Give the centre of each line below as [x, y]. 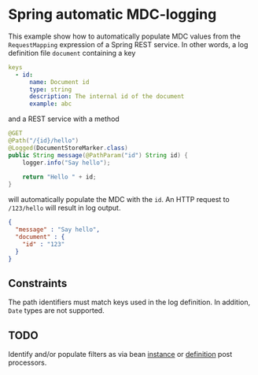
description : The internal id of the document [107, 97]
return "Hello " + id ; [59, 177]
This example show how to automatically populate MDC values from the [125, 36]
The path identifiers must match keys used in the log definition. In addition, [129, 302]
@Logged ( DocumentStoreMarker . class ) [68, 148]
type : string [50, 89]
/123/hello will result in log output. [64, 208]
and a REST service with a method [64, 119]
